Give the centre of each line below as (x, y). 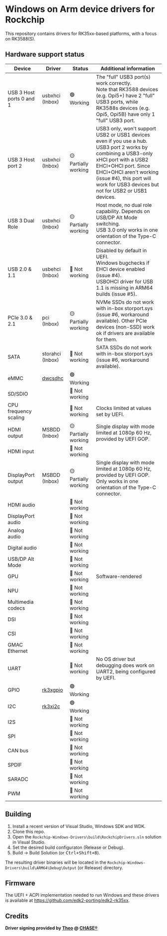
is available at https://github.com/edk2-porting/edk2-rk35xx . (68, 900)
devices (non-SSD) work (125, 327)
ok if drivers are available (125, 333)
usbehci (51, 269)
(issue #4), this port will (124, 178)
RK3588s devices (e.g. (123, 108)
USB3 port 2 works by (122, 147)
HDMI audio (22, 505)
